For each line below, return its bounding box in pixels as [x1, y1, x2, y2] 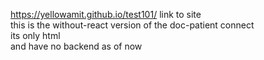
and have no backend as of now [10, 40, 143, 52]
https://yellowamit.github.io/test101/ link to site [10, 9, 202, 20]
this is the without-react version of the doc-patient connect [10, 19, 255, 31]
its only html [10, 30, 61, 41]
